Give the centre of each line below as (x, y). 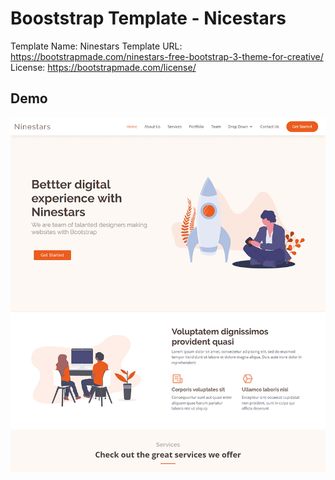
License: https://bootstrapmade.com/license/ (103, 67)
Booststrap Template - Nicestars (148, 18)
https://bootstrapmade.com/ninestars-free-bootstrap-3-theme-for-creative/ (167, 56)
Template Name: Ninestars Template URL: (96, 46)
